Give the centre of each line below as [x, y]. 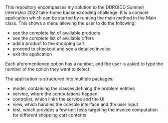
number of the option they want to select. [48, 69]
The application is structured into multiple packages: [59, 79]
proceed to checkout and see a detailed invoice [62, 49]
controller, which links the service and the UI [58, 99]
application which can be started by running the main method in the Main [81, 18]
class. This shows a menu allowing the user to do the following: [71, 23]
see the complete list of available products [56, 33]
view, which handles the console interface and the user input [75, 104]
